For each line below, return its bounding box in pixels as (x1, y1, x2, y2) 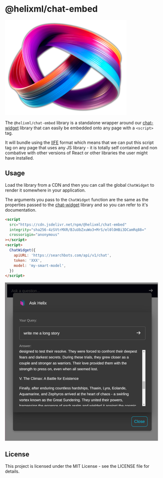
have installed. (5, 155, 34, 161)
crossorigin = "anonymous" (9, 232, 60, 237)
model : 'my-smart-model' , (14, 263, 66, 268)
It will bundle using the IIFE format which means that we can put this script (5, 140, 154, 145)
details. (5, 468, 20, 474)
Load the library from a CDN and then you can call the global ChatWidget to (5, 182, 154, 188)
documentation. (5, 207, 37, 212)
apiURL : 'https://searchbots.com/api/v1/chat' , (14, 253, 112, 258)
